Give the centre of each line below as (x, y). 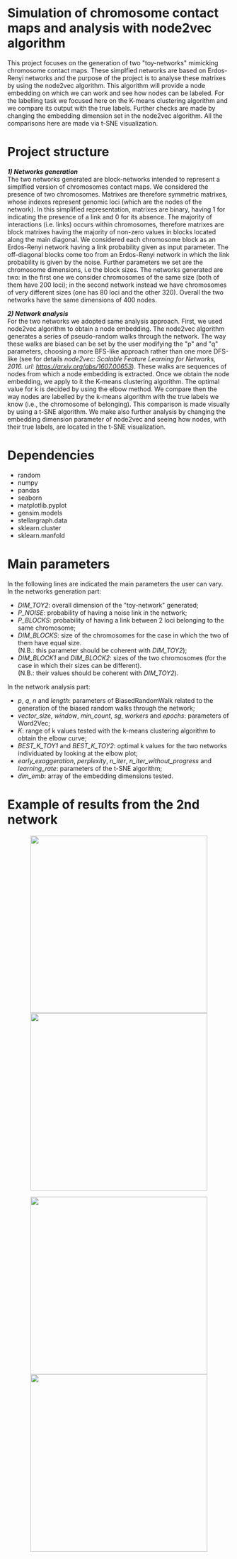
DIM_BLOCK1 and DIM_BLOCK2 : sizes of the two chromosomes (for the (122, 657)
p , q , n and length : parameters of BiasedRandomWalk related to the (115, 700)
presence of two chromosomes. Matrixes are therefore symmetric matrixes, (117, 194)
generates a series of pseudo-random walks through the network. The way (117, 336)
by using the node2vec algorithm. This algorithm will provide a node (106, 85)
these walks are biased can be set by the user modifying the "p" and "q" (113, 344)
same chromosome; (47, 628)
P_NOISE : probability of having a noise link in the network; (102, 613)
